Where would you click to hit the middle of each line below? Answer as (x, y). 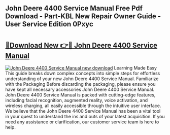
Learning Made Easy (135, 68)
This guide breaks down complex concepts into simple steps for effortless (83, 73)
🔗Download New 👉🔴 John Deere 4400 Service (81, 45)
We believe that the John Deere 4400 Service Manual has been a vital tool (83, 111)
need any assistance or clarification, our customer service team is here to (82, 122)
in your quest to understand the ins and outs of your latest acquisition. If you (85, 116)
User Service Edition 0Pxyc (49, 24)
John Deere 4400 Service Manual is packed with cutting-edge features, (80, 95)
